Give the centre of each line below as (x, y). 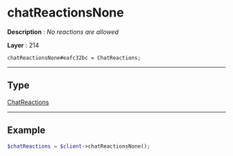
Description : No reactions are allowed (63, 32)
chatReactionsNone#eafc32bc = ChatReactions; (74, 58)
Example (26, 130)
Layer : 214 (23, 45)
